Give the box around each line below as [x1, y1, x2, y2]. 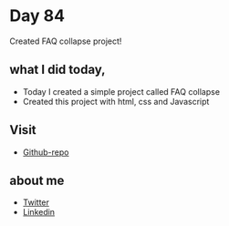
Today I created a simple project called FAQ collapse [22, 86, 221, 97]
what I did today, [9, 62, 107, 77]
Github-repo [22, 147, 69, 158]
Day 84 [9, 5, 66, 26]
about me [9, 172, 65, 188]
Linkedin [22, 207, 56, 218]
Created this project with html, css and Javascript [22, 96, 210, 107]
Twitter [22, 197, 50, 208]
